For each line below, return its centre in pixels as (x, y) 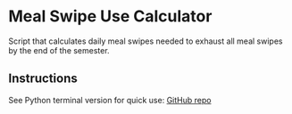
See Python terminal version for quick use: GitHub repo (110, 100)
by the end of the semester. (59, 50)
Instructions (43, 79)
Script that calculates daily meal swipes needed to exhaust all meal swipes (146, 41)
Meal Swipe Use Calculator (110, 16)
